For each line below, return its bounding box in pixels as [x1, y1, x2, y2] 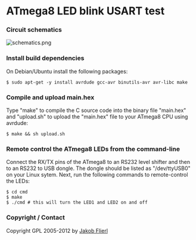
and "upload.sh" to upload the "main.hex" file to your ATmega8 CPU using [6, 113, 188, 120]
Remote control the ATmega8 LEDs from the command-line [6, 145, 181, 153]
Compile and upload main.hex [6, 93, 95, 101]
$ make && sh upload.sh [6, 131, 66, 137]
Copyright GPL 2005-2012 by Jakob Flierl [6, 227, 108, 234]
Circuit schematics [6, 26, 63, 34]
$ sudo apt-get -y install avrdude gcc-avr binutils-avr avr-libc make [6, 79, 188, 85]
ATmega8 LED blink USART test [6, 4, 165, 18]
